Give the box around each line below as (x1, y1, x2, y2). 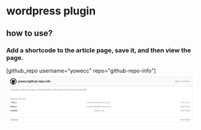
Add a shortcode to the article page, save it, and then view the (6, 46, 191, 55)
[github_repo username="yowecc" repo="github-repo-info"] (6, 67, 156, 74)
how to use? (6, 28, 53, 38)
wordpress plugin (6, 4, 96, 18)
